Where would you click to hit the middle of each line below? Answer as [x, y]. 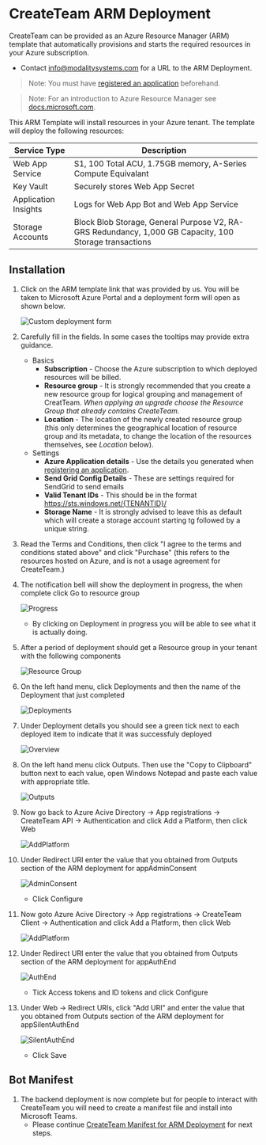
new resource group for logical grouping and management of [143, 394]
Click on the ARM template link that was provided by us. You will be [130, 289]
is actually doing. [60, 632]
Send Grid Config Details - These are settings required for [139, 478]
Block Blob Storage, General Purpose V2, [150, 222]
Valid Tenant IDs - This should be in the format [120, 495]
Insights [28, 209]
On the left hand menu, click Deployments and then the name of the [131, 687]
